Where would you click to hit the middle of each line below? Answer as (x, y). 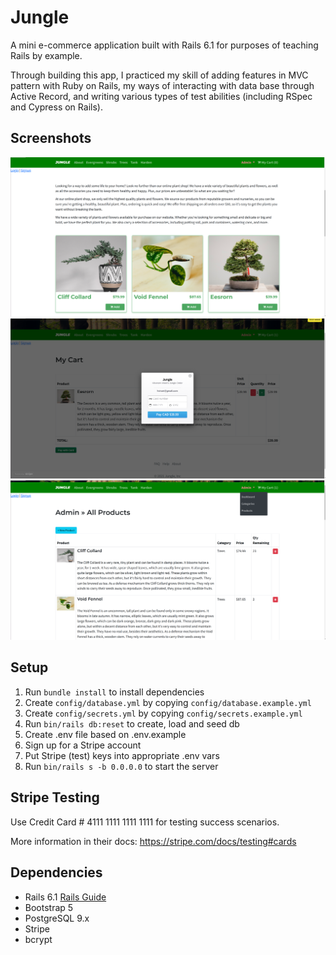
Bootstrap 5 (49, 907)
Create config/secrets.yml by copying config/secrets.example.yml (163, 713)
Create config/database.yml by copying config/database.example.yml (168, 702)
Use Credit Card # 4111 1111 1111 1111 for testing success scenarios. (145, 822)
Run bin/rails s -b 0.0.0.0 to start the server (121, 766)
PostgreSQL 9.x (57, 918)
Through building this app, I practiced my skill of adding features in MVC (159, 75)
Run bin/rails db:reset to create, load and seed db (132, 723)
